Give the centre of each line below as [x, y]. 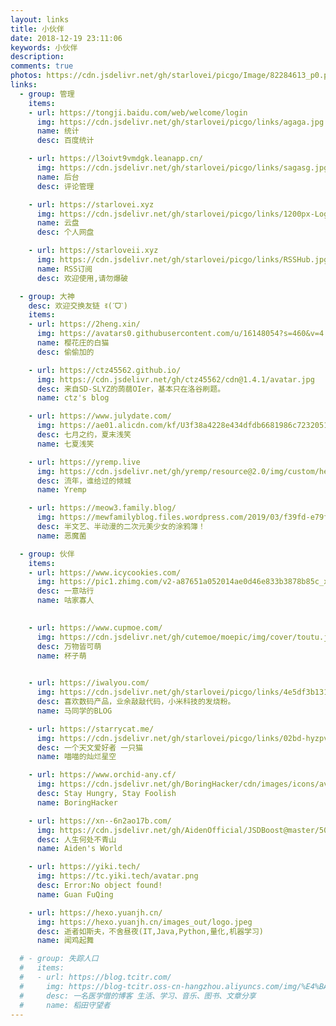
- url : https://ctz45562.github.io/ [105, 370]
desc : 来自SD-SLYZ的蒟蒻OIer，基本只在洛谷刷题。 [131, 389]
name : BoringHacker [77, 802]
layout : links [40, 19]
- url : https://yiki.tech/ [84, 867]
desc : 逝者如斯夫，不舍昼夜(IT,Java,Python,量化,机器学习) [150, 931]
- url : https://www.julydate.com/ [100, 416]
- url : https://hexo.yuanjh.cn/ [95, 912]
